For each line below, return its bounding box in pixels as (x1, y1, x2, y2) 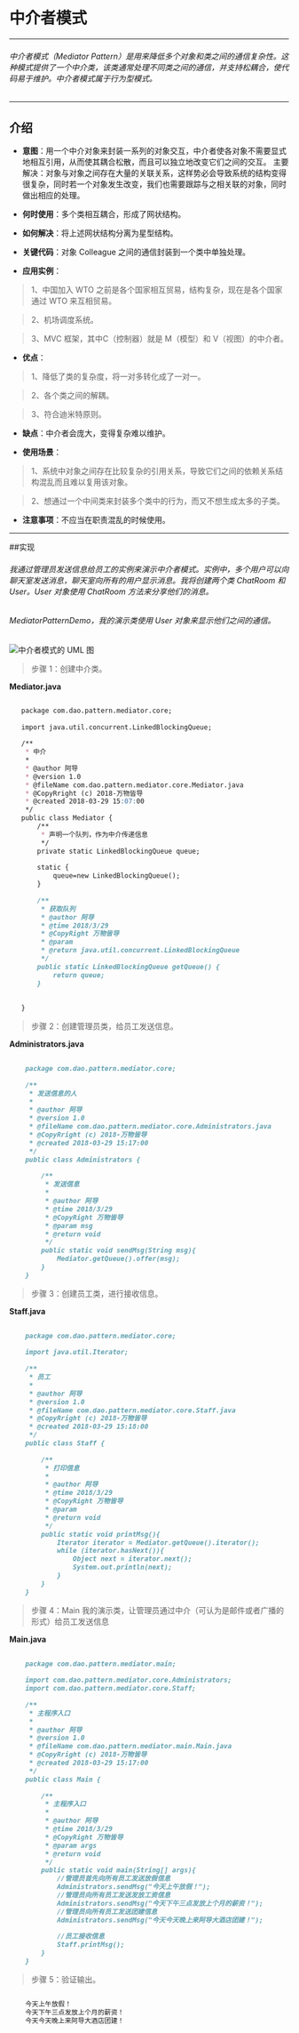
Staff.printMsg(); (56, 1941, 125, 1949)
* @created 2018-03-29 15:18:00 (28, 1422, 149, 1432)
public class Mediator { (20, 814, 114, 823)
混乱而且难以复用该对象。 (38, 477, 133, 487)
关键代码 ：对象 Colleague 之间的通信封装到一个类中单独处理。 (21, 246, 251, 257)
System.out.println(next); (72, 1563, 173, 1572)
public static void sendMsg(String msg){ (41, 1246, 197, 1255)
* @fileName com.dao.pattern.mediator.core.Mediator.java (25, 780, 244, 790)
